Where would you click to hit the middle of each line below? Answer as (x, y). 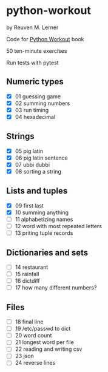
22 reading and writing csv (49, 349)
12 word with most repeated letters (58, 226)
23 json (25, 356)
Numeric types (35, 82)
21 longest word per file (44, 342)
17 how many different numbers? (56, 288)
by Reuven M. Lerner (32, 27)
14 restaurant (32, 267)
